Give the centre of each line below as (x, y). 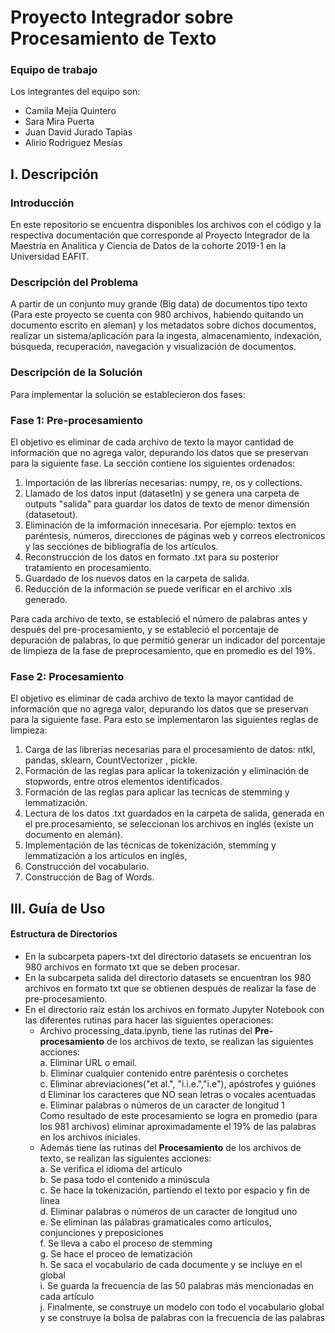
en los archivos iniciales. (90, 1137)
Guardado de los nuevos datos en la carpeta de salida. (137, 578)
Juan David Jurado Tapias (78, 132)
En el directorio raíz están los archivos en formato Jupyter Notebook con (174, 1009)
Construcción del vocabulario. (87, 867)
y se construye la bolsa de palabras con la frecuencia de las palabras (182, 1317)
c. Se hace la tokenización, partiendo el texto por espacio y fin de (174, 1190)
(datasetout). (51, 515)
